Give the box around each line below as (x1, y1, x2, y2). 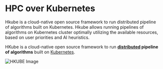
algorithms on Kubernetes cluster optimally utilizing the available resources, (5, 29, 159, 35)
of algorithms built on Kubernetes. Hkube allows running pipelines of (5, 24, 144, 30)
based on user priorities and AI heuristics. (5, 34, 90, 40)
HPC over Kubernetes (5, 3, 96, 14)
